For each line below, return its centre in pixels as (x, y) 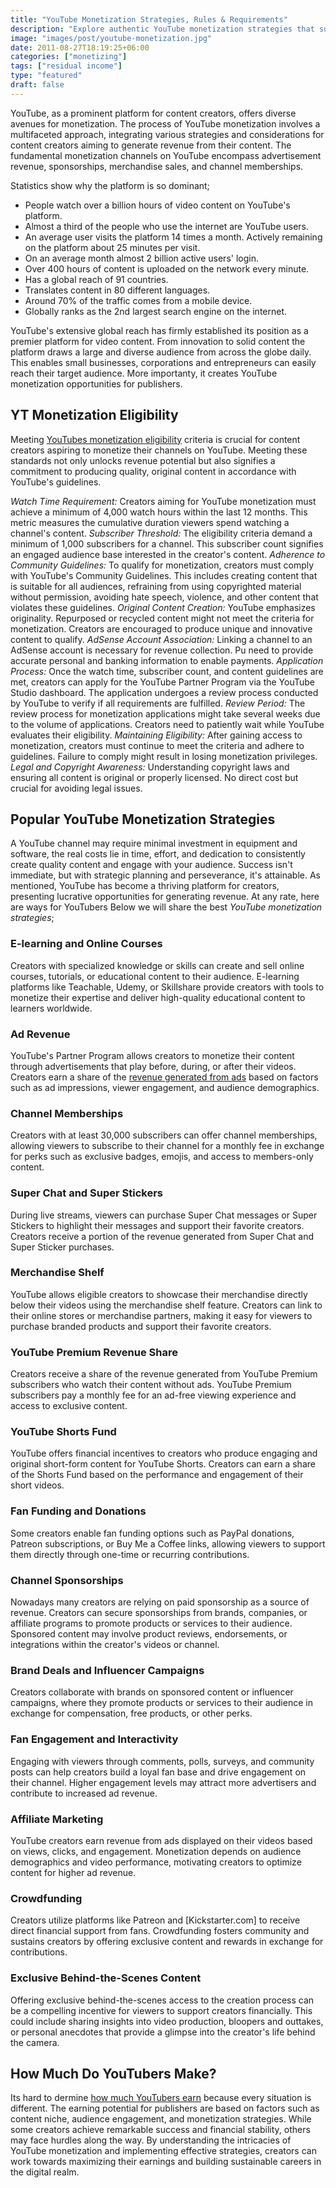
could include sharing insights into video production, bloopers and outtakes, (167, 2021)
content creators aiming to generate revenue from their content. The (151, 145)
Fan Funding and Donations (78, 1511)
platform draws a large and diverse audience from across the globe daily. (161, 352)
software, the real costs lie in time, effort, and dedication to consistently (158, 854)
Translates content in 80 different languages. (117, 290)
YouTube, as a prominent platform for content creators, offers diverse (153, 113)
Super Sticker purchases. (62, 1247)
